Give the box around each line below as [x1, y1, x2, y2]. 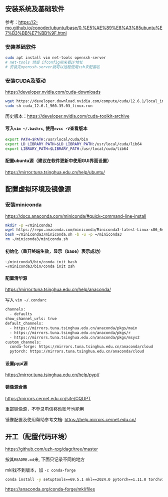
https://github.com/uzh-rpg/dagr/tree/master [5, 446, 98, 452]
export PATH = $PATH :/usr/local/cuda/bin [5, 137, 88, 142]
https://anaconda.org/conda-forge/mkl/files [5, 486, 95, 492]
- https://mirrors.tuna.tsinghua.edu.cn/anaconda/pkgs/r [9, 330, 131, 335]
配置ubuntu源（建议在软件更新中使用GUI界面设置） [5, 157, 111, 164]
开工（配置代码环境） [5, 432, 71, 441]
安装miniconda [5, 201, 42, 208]
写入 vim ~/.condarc [5, 297, 47, 303]
